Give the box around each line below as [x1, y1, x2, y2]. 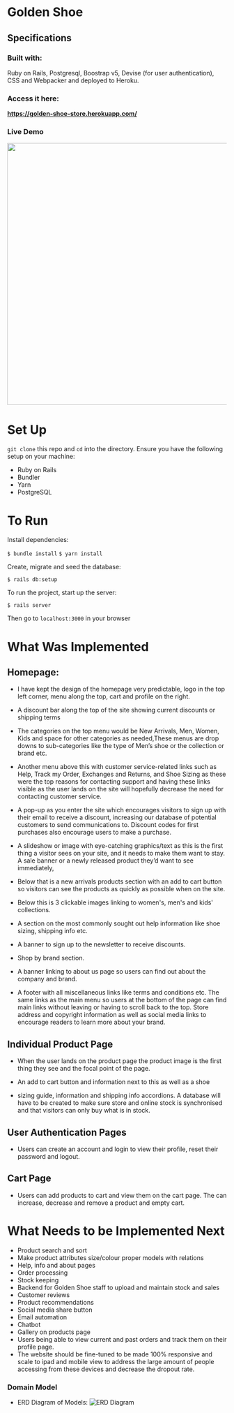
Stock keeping [17, 1275, 59, 1284]
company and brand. [17, 975, 78, 983]
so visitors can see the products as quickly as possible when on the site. [17, 885, 226, 893]
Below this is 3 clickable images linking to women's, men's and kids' [17, 898, 214, 907]
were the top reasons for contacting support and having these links [17, 777, 210, 786]
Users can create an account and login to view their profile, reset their [17, 1145, 219, 1153]
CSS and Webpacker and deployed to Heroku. [7, 76, 139, 85]
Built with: [7, 53, 42, 63]
